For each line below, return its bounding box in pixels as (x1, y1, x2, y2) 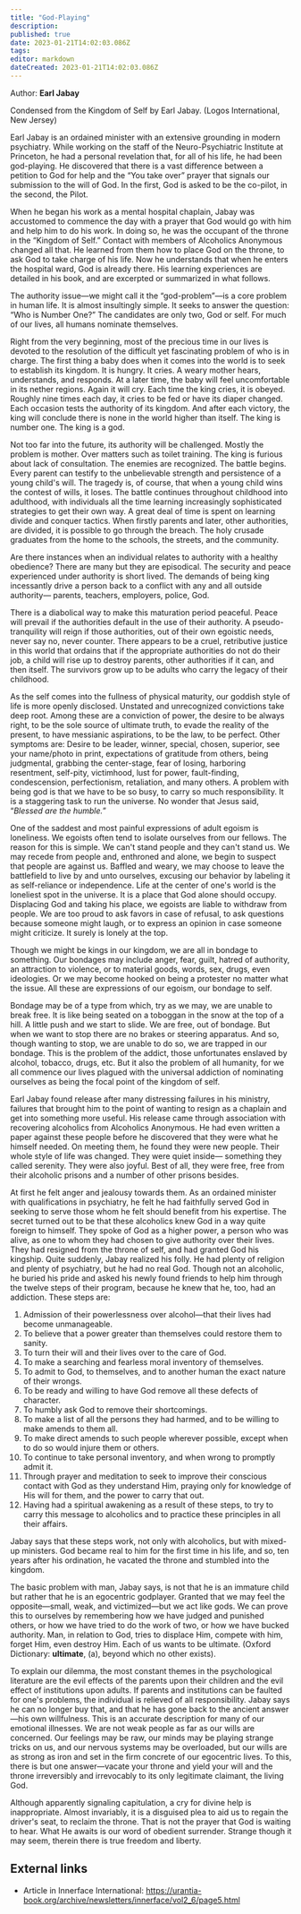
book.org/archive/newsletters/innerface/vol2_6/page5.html (22, 1894, 240, 1905)
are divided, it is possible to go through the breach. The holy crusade (10, 525, 264, 536)
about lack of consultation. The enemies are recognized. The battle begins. (10, 458, 287, 468)
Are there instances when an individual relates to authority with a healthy (10, 552, 279, 562)
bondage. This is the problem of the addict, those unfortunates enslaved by (10, 1047, 288, 1058)
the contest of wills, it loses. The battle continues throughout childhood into (10, 486, 288, 497)
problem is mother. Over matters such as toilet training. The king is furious (10, 449, 283, 459)
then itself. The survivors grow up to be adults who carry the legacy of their (10, 664, 288, 674)
